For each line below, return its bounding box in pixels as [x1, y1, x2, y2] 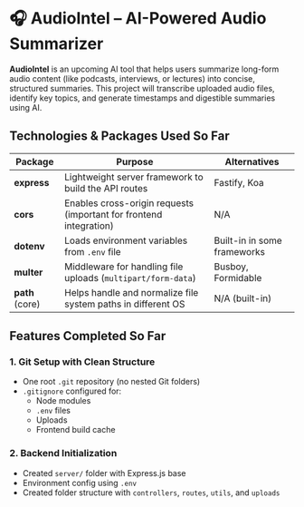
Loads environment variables [64, 234, 188, 247]
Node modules [35, 395, 91, 406]
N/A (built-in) [214, 292, 272, 305]
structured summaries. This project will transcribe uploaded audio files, [9, 83, 275, 93]
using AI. [9, 102, 43, 112]
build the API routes [64, 181, 148, 194]
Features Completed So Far [9, 328, 166, 344]
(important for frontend [64, 208, 163, 220]
